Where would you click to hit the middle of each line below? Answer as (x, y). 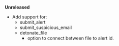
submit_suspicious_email (46, 27)
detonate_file (33, 33)
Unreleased (17, 7)
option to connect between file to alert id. (70, 38)
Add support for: (29, 17)
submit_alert (33, 22)
